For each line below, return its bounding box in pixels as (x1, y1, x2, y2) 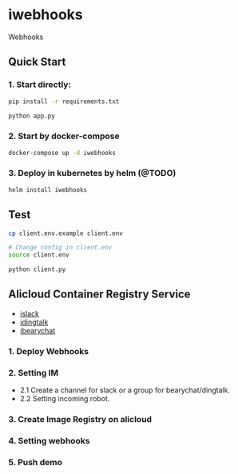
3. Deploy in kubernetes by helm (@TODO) (8, 168, 177, 179)
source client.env (8, 251, 69, 259)
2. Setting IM (8, 367, 59, 378)
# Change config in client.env (8, 244, 113, 252)
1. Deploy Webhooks (8, 345, 89, 356)
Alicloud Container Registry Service (8, 288, 191, 301)
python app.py (8, 112, 56, 120)
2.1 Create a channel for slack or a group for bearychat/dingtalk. (19, 385, 230, 395)
